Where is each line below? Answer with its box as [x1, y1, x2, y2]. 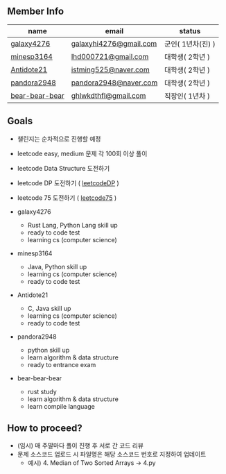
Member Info [7, 6, 64, 17]
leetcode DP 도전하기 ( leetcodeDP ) [17, 178, 119, 187]
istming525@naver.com [71, 65, 150, 74]
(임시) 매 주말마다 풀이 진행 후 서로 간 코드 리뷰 [17, 441, 144, 450]
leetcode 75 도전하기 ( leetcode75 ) [17, 194, 116, 202]
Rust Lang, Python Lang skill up [27, 221, 118, 229]
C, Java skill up [27, 304, 71, 312]
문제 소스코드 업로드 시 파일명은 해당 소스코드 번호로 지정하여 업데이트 [17, 450, 207, 459]
